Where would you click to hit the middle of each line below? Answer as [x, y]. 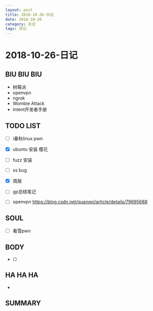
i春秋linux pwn [28, 138]
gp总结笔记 [24, 192]
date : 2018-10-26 [24, 19]
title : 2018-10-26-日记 [30, 15]
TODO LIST [23, 126]
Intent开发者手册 [30, 110]
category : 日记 [21, 24]
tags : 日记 [16, 29]
